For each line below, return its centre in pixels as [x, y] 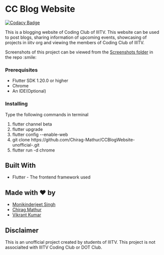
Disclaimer [22, 230]
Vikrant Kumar [27, 215]
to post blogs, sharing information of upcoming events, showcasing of [76, 37]
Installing [16, 104]
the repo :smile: [21, 57]
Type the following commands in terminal [47, 114]
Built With [20, 165]
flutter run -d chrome [33, 150]
